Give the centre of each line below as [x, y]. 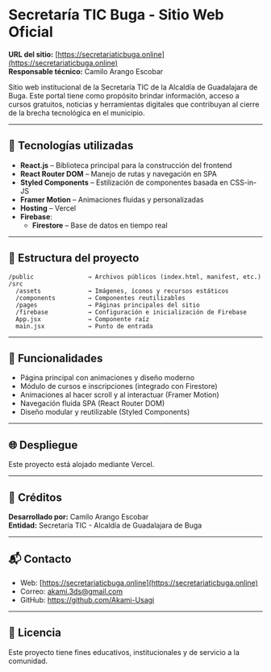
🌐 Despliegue [43, 445]
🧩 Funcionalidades [56, 358]
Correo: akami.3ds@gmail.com [71, 591]
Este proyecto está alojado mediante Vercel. [81, 465]
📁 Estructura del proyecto [74, 259]
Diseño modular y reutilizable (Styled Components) [105, 412]
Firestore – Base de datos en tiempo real [100, 225]
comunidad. [28, 661]
